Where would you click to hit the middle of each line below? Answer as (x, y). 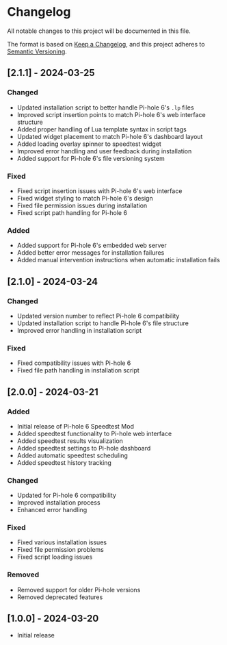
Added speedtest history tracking (64, 462)
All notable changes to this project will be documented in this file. (99, 31)
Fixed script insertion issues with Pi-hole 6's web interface (99, 191)
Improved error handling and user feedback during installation (104, 151)
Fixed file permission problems (60, 550)
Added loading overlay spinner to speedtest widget (89, 144)
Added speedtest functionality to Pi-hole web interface (94, 433)
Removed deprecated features (60, 597)
